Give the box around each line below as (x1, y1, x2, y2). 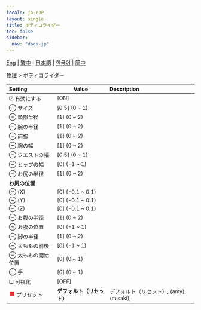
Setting (8, 85, 28, 93)
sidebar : (6, 35, 28, 41)
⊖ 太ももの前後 (8, 242, 50, 249)
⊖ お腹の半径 (8, 214, 44, 221)
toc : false (6, 29, 33, 35)
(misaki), (109, 294, 132, 302)
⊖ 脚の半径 (8, 233, 39, 240)
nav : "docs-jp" (11, 41, 50, 47)
